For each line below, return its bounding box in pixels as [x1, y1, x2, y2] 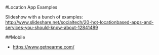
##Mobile [5, 34, 25, 40]
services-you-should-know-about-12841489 [5, 24, 98, 30]
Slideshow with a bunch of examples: [5, 14, 84, 19]
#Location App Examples [5, 4, 58, 10]
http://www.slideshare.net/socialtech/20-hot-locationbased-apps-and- [5, 19, 154, 25]
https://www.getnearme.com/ [12, 44, 75, 49]
